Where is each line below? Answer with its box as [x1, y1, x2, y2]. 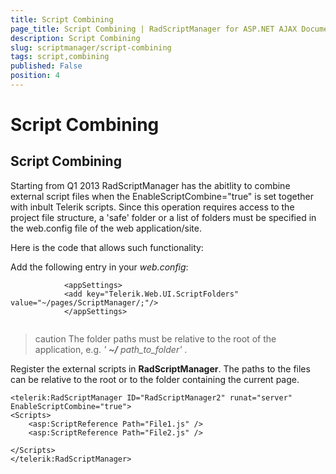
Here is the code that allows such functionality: [10, 241, 204, 253]
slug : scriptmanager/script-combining [10, 42, 172, 53]
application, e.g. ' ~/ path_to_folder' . [34, 343, 188, 355]
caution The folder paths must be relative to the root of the [34, 332, 277, 345]
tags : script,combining [10, 52, 110, 62]
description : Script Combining [10, 33, 141, 43]
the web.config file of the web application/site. [10, 222, 202, 234]
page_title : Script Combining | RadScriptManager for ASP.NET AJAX [10, 24, 298, 34]
